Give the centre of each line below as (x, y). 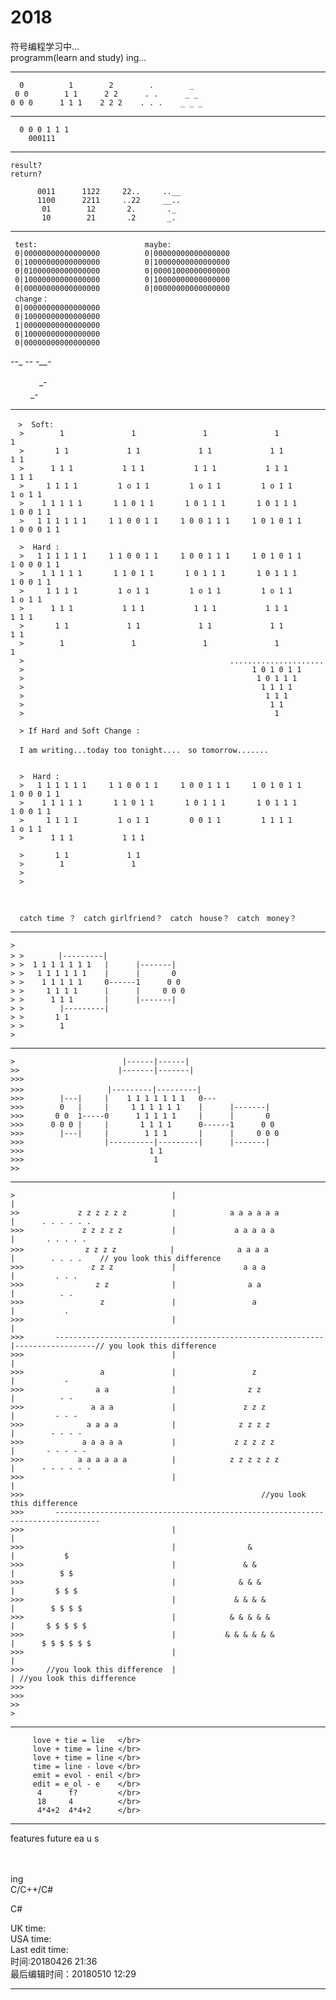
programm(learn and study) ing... (78, 57)
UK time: (28, 1928)
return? (26, 174)
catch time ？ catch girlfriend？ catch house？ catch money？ (158, 918)
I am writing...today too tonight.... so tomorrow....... (144, 750)
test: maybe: (93, 244)
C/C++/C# (32, 1889)
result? (26, 165)
